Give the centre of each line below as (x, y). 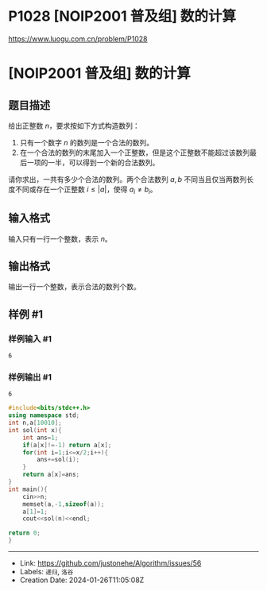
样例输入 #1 (30, 338)
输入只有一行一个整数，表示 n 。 (60, 238)
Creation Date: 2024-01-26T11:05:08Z (82, 580)
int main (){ (28, 489)
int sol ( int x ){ (35, 430)
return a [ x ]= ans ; (51, 475)
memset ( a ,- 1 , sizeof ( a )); (64, 504)
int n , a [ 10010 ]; (35, 423)
